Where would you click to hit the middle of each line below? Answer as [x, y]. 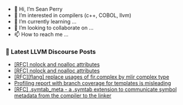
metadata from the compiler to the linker [63, 96]
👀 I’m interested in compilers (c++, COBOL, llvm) [72, 15]
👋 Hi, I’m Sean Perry [38, 9]
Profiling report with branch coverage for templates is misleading [92, 83]
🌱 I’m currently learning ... [45, 21]
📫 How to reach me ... [41, 34]
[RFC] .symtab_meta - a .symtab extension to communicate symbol [95, 89]
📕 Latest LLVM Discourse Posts [51, 52]
